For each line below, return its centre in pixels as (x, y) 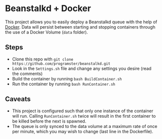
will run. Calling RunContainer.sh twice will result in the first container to (84, 116)
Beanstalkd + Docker (48, 8)
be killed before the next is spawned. (49, 121)
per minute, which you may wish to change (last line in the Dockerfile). (82, 131)
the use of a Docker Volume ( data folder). (47, 32)
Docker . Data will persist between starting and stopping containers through (80, 27)
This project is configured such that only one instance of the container (82, 111)
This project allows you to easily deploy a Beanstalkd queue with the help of (81, 22)
